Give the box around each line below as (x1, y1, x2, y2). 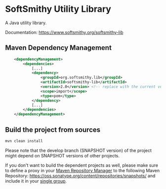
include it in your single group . (5, 178, 67, 184)
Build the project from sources (5, 125, 101, 134)
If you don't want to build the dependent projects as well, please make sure (5, 162, 158, 168)
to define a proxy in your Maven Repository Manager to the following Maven (5, 167, 160, 173)
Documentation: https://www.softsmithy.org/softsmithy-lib (5, 29, 124, 35)
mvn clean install (5, 138, 43, 144)
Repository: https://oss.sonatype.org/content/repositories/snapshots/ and (5, 173, 156, 179)
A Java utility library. (5, 20, 47, 26)
